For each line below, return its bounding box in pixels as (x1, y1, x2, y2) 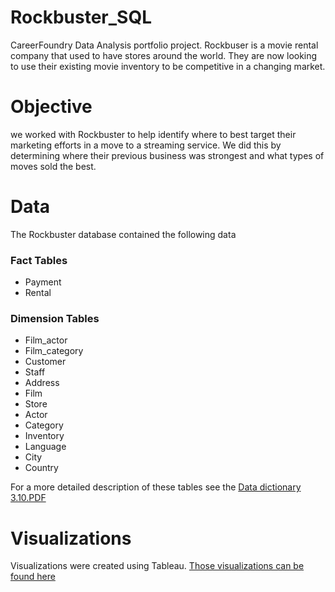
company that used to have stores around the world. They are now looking (10, 49, 318, 61)
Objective (10, 96, 93, 118)
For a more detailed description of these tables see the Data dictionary (10, 481, 302, 493)
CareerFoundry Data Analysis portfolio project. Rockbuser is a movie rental (10, 39, 319, 51)
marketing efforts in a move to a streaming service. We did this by (10, 139, 282, 151)
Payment (24, 276, 62, 288)
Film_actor (24, 334, 68, 346)
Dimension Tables (10, 312, 100, 326)
